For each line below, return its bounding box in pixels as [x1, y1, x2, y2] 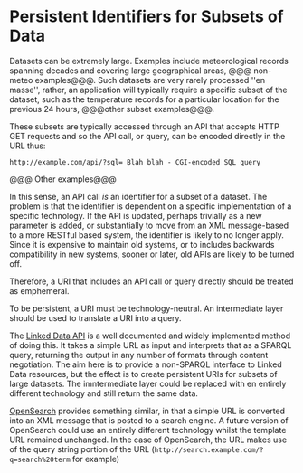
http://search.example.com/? [154, 445, 264, 454]
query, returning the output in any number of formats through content [9, 349, 269, 360]
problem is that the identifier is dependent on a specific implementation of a [9, 201, 292, 212]
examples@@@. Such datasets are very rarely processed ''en [34, 74, 266, 85]
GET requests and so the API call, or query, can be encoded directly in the [9, 130, 286, 141]
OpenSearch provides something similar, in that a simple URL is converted [9, 405, 286, 416]
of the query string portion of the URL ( [9, 443, 156, 454]
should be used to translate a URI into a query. [9, 312, 183, 323]
